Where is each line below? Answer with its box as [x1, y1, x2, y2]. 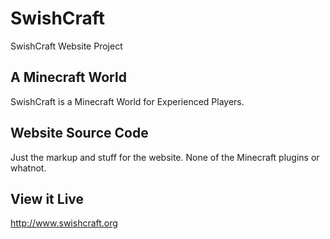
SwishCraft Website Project [10, 40, 123, 52]
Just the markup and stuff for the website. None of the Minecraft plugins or [10, 151, 320, 163]
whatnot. [10, 162, 47, 174]
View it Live [10, 190, 85, 207]
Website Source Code [10, 125, 149, 142]
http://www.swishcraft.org [10, 217, 118, 229]
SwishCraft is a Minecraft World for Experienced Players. [10, 95, 245, 107]
